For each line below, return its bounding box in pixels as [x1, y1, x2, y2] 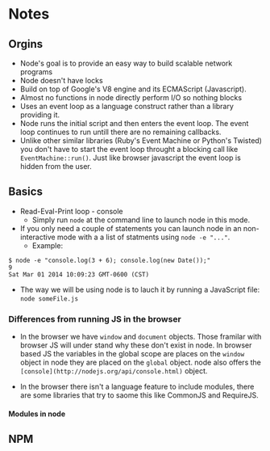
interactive [19, 232, 56, 242]
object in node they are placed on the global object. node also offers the [19, 357, 262, 368]
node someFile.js [19, 294, 79, 303]
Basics [8, 185, 43, 199]
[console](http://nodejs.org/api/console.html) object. [19, 366, 208, 376]
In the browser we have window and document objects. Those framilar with [19, 332, 262, 342]
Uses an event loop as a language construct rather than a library [19, 102, 234, 111]
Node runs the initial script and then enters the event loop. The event [19, 119, 249, 128]
